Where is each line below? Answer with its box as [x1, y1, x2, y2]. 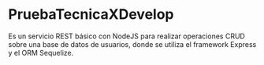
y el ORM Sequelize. [8, 48, 74, 57]
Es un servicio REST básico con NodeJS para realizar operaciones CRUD [8, 31, 246, 41]
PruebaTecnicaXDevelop [8, 5, 174, 23]
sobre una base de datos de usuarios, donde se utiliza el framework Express [8, 39, 257, 49]
